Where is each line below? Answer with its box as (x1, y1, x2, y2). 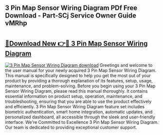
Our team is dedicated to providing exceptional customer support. (5, 124, 137, 130)
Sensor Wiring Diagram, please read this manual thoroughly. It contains (5, 88, 148, 94)
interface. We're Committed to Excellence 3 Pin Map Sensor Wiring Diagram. (5, 119, 159, 125)
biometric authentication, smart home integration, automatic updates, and (5, 109, 153, 115)
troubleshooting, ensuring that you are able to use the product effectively (5, 98, 152, 104)
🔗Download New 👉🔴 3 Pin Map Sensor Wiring (5, 39, 148, 48)
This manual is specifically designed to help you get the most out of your (5, 73, 151, 78)
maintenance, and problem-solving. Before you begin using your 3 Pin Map (5, 83, 156, 89)
